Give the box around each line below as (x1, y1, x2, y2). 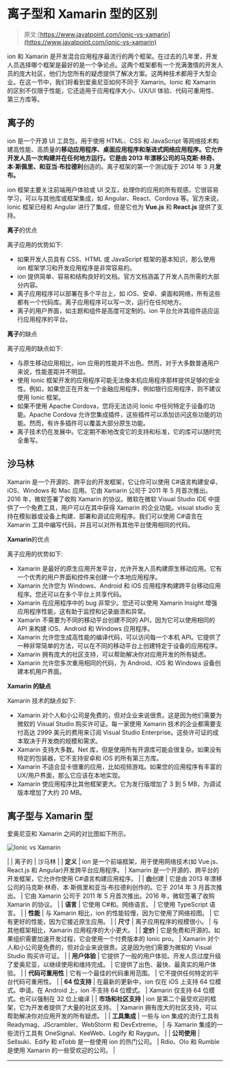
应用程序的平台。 (23, 315, 72, 323)
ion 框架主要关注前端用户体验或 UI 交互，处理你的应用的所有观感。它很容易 (7, 185, 219, 194)
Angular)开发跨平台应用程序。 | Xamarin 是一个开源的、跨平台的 (38, 866, 219, 874)
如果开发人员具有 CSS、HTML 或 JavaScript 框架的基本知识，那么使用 (16, 255, 216, 263)
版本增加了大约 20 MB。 (16, 788, 86, 796)
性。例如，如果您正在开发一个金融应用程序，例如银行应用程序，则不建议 (16, 384, 221, 393)
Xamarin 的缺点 (7, 682, 51, 690)
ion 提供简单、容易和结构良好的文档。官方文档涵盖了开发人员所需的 (16, 272, 207, 280)
